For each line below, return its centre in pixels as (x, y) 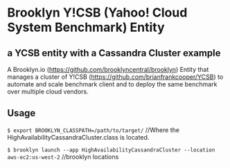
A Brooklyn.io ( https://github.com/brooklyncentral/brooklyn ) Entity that (108, 69)
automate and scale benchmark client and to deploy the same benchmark (112, 84)
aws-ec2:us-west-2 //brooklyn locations (63, 156)
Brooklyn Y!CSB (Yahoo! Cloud (97, 13)
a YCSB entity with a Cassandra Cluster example (114, 53)
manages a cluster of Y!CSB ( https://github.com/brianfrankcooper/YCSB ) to (115, 77)
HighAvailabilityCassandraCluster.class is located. (78, 137)
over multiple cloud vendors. (48, 92)
